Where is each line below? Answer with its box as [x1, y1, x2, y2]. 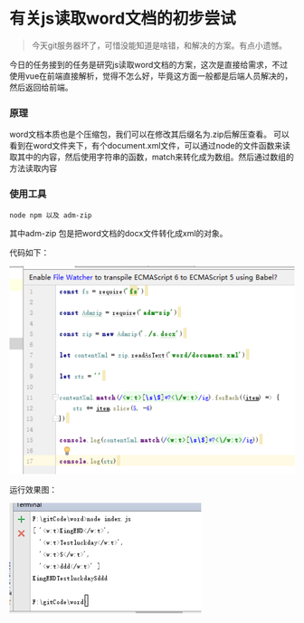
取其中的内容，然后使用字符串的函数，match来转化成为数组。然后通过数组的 [9, 151, 294, 163]
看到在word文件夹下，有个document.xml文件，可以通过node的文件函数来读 [9, 140, 291, 151]
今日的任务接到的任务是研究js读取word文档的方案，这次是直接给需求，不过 [9, 59, 288, 70]
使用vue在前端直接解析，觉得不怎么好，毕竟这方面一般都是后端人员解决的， [9, 70, 293, 81]
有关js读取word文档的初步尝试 [9, 8, 237, 29]
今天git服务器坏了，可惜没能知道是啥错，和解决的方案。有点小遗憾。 [31, 40, 288, 51]
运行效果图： [9, 484, 57, 495]
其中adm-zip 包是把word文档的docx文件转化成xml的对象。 [9, 227, 228, 238]
